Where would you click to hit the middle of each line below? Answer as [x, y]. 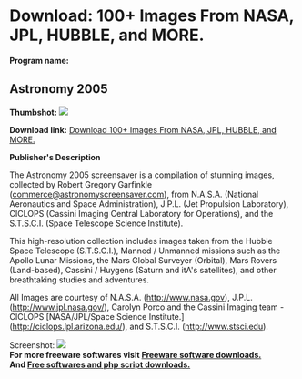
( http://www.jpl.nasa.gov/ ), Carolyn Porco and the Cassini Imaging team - [147, 307]
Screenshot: [32, 345]
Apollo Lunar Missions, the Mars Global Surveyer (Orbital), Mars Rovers [143, 260]
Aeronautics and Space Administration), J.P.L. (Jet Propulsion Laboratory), [149, 204]
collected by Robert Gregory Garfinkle [81, 184]
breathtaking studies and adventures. [80, 280]
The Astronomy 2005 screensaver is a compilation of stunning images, [142, 175]
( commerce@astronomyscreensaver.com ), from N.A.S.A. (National [134, 194]
